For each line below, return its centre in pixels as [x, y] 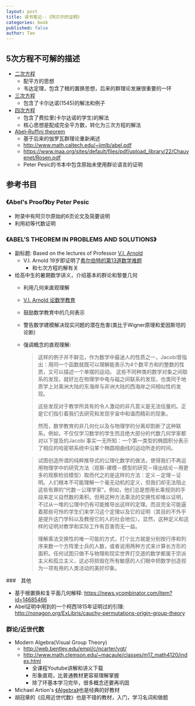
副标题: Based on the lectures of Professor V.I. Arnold [79, 253]
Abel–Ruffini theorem [40, 131]
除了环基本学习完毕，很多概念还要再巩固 [81, 683]
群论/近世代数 [25, 629]
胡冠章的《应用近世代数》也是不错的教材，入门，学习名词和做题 [91, 697]
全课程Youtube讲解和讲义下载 [68, 668]
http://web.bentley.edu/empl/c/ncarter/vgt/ [75, 649]
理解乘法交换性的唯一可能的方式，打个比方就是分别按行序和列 [112, 538]
